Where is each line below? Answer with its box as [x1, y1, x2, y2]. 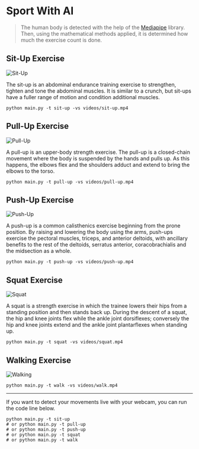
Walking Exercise [6, 355, 72, 365]
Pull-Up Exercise [6, 121, 69, 131]
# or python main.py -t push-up [6, 426, 86, 432]
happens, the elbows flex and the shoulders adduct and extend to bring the [6, 161, 190, 168]
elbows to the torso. [6, 167, 55, 175]
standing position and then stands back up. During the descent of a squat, [6, 309, 188, 316]
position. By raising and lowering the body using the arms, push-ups [6, 229, 173, 236]
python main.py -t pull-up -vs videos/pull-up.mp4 [6, 179, 134, 185]
